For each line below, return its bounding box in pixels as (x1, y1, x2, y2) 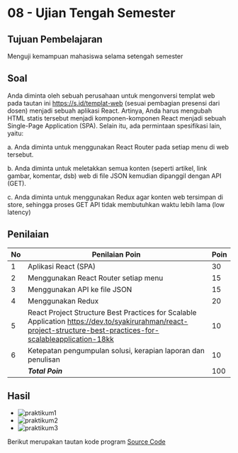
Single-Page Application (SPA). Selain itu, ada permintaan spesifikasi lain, (7, 121, 222, 130)
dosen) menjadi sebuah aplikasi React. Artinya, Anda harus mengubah (7, 106, 212, 115)
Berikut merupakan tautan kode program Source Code (7, 437, 166, 446)
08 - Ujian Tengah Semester (7, 5, 176, 21)
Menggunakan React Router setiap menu (28, 273, 164, 283)
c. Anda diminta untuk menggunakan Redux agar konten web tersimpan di (7, 193, 223, 201)
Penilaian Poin (91, 250, 141, 259)
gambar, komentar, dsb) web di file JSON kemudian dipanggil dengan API (7, 172, 222, 180)
